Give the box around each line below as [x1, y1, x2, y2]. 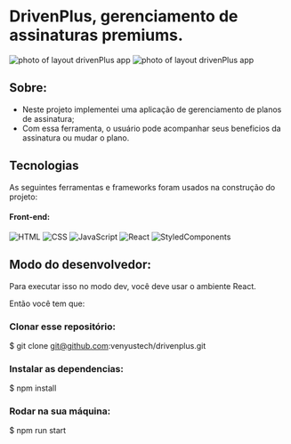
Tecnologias [9, 158, 79, 174]
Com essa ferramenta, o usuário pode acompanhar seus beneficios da [21, 123, 282, 133]
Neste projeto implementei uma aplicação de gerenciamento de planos [21, 104, 282, 115]
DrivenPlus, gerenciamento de [9, 6, 238, 27]
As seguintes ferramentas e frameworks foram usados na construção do [9, 182, 276, 192]
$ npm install [9, 383, 57, 393]
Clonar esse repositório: [9, 320, 116, 333]
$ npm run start [9, 425, 67, 436]
